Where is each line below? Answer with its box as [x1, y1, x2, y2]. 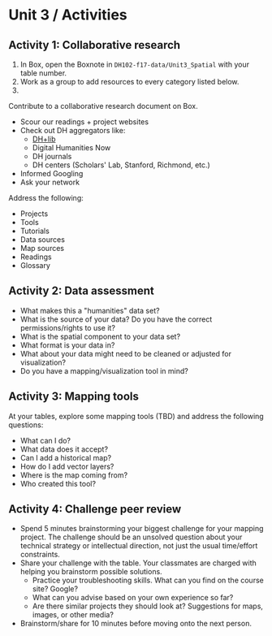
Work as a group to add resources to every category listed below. [19, 77, 240, 86]
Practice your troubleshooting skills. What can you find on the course [32, 575, 264, 586]
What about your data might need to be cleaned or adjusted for [19, 348, 231, 358]
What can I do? [19, 435, 71, 445]
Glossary [19, 261, 51, 270]
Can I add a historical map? [19, 452, 112, 462]
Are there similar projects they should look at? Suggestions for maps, [32, 601, 264, 611]
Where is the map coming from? [19, 469, 128, 480]
